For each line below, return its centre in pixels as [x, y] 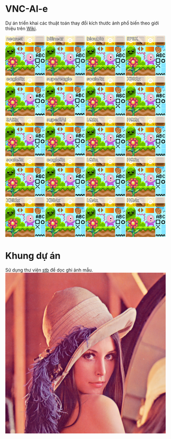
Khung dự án [33, 256]
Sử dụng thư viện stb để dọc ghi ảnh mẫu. [49, 270]
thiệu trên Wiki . [21, 28]
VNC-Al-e [27, 9]
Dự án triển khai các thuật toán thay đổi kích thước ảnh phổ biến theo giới [82, 23]
